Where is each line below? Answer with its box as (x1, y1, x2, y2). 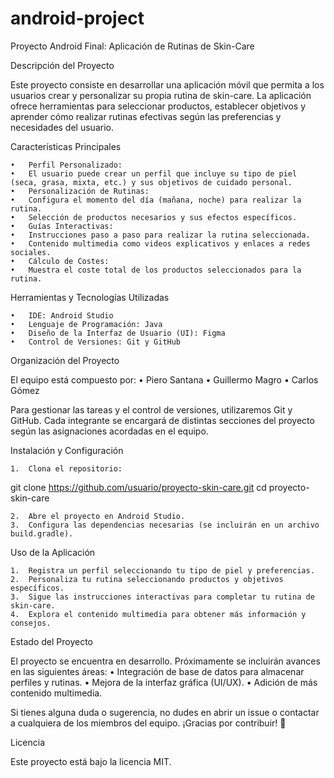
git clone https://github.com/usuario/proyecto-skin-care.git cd (10, 481, 267, 493)
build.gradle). (10, 528, 74, 539)
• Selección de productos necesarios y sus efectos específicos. (10, 212, 298, 222)
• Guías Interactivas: (10, 221, 114, 231)
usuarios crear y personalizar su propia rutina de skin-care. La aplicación (10, 89, 312, 101)
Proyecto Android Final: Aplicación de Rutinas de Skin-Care (10, 40, 255, 52)
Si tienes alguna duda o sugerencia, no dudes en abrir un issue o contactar (10, 706, 320, 718)
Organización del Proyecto (10, 354, 120, 366)
